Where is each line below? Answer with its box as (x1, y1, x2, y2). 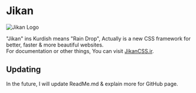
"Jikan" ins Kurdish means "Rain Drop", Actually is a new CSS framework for (6, 35, 191, 42)
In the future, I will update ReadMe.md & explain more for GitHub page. (6, 80, 178, 87)
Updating (6, 65, 41, 75)
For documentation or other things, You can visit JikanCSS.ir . (6, 47, 155, 54)
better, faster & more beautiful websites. (6, 41, 104, 48)
